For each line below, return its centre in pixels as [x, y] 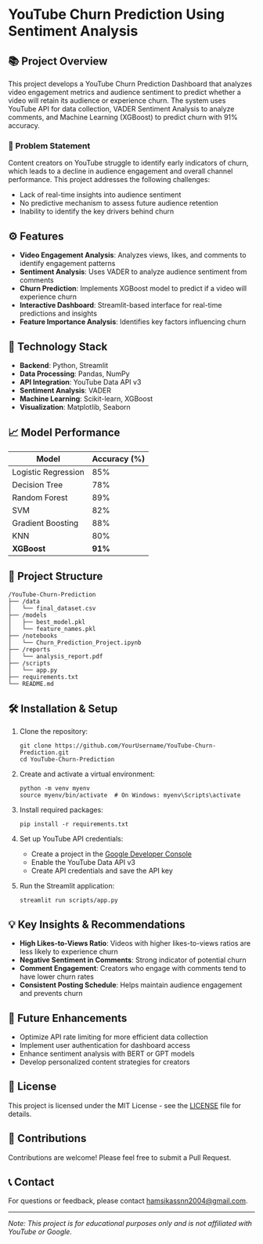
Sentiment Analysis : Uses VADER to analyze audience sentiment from [133, 272]
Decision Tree [38, 484]
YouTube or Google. [40, 1232]
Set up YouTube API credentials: [71, 839]
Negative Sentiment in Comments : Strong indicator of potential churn [133, 960]
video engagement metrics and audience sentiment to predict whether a [124, 92]
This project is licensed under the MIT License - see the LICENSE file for [124, 1105]
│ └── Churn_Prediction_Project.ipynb [75, 642]
